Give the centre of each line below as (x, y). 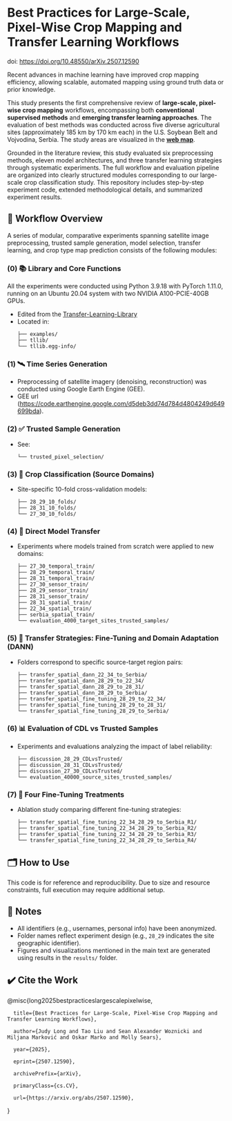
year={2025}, (32, 1049)
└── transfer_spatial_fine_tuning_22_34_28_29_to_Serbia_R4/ (107, 841)
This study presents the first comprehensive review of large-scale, (103, 102)
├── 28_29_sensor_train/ (53, 591)
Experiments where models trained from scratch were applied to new (115, 546)
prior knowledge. (31, 89)
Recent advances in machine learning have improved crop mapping (103, 75)
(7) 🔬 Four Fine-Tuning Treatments (66, 795)
